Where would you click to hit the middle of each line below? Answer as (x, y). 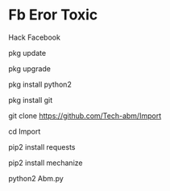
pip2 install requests (42, 146)
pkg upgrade (29, 68)
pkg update (27, 53)
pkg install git (31, 100)
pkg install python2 (40, 84)
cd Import (25, 131)
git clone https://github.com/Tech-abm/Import (85, 116)
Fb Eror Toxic (53, 15)
